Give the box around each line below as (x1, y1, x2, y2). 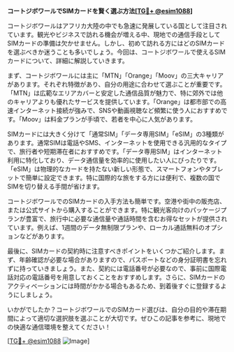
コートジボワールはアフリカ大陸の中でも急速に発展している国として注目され (7, 22, 228, 30)
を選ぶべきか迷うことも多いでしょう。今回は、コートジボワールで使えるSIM (7, 48, 226, 56)
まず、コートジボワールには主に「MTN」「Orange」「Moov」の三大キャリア (7, 71, 224, 80)
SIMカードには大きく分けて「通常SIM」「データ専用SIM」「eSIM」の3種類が (7, 130, 225, 138)
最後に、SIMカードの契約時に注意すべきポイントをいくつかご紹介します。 (7, 247, 219, 255)
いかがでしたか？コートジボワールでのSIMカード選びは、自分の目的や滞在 (7, 305, 221, 314)
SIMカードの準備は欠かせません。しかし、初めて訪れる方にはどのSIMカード (7, 39, 226, 47)
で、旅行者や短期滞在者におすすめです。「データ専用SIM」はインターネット (7, 147, 223, 156)
